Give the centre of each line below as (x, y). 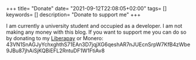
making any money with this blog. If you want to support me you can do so (96, 32)
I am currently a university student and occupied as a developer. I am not (94, 26)
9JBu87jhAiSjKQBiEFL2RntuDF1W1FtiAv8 (55, 51)
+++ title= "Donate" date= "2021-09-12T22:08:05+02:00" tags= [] (87, 8)
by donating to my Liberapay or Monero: (55, 38)
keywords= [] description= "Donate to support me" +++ (73, 15)
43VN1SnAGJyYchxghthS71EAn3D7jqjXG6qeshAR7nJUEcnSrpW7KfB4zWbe (98, 44)
